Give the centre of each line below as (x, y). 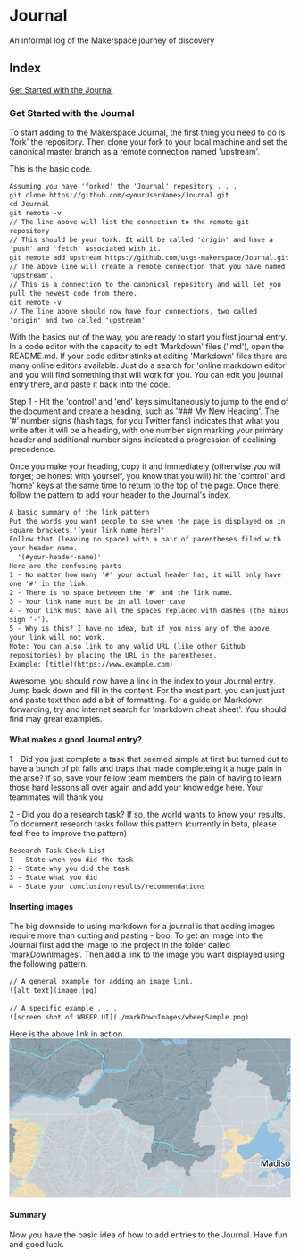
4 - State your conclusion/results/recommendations (107, 887)
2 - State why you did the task (69, 869)
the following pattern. (49, 964)
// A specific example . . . (63, 1009)
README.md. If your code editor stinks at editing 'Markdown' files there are (148, 356)
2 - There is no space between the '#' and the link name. (121, 593)
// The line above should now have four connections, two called (133, 312)
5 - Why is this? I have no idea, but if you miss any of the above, (142, 629)
